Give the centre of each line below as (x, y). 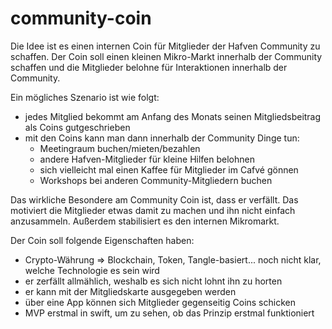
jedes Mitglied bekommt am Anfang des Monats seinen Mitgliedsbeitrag (173, 116)
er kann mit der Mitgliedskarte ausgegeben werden (130, 291)
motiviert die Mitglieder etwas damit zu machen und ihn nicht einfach (153, 210)
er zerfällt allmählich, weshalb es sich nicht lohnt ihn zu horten (153, 281)
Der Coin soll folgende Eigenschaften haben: (102, 240)
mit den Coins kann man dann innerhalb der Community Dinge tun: (162, 138)
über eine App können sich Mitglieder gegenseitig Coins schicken (160, 302)
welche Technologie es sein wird (92, 270)
